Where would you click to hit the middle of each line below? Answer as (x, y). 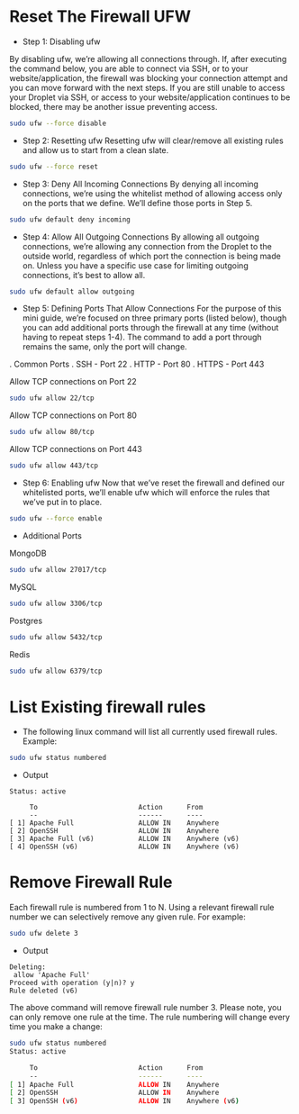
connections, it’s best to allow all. (84, 275)
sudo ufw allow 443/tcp (54, 466)
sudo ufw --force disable (58, 123)
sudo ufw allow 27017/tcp (58, 569)
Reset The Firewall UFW (100, 17)
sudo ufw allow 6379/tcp (56, 671)
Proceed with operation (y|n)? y (72, 983)
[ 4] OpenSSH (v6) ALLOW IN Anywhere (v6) (125, 847)
